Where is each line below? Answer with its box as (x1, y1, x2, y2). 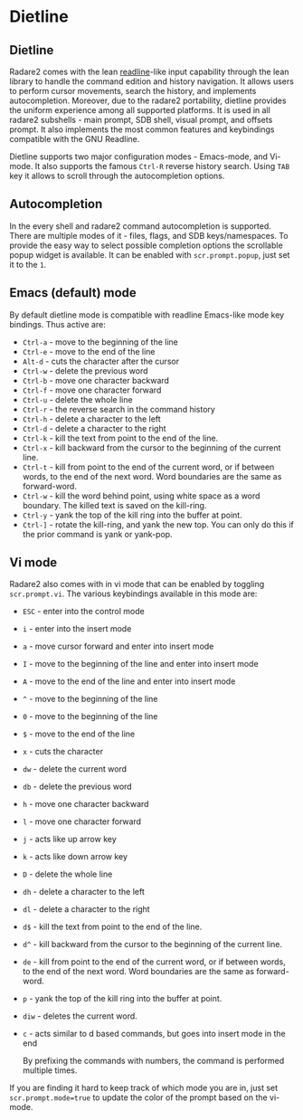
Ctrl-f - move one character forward (22, 384, 162, 395)
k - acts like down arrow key (22, 851, 128, 862)
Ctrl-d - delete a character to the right (22, 422, 166, 433)
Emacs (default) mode (9, 285, 137, 300)
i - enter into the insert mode (22, 623, 132, 634)
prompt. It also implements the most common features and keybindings (9, 124, 275, 135)
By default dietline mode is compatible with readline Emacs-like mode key (9, 309, 285, 320)
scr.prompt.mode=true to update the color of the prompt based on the (9, 1092, 269, 1103)
